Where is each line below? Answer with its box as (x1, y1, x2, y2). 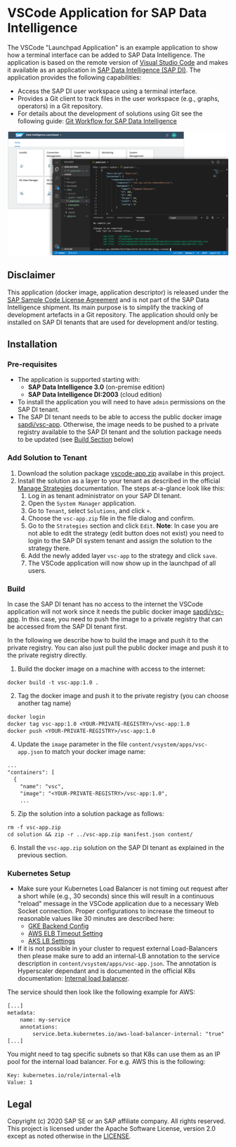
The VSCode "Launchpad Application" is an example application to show (7, 43, 218, 51)
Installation (7, 338, 58, 350)
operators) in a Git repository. (17, 101, 103, 110)
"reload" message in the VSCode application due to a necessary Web (17, 900, 219, 908)
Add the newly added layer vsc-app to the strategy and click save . (27, 551, 218, 559)
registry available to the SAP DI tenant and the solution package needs (17, 428, 222, 436)
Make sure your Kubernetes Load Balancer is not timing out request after (17, 884, 228, 893)
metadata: (7, 1010, 37, 1017)
